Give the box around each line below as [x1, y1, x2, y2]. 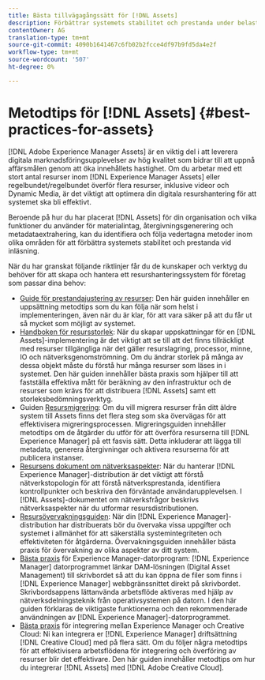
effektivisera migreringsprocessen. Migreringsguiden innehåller [19, 419, 226, 429]
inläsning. [8, 246, 39, 255]
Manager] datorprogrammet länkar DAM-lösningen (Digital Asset [19, 562, 230, 571]
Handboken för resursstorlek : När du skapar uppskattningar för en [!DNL [19, 327, 256, 336]
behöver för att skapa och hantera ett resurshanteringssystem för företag [8, 269, 246, 279]
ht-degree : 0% [8, 63, 55, 71]
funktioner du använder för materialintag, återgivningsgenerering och [8, 220, 233, 230]
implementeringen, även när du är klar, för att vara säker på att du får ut [19, 310, 252, 320]
